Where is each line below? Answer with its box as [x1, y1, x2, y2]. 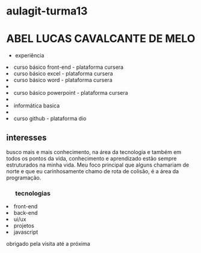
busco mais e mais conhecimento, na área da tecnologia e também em [6, 148, 182, 155]
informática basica [14, 102, 60, 109]
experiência [14, 52, 45, 59]
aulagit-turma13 [6, 4, 88, 18]
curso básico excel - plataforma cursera [14, 70, 113, 77]
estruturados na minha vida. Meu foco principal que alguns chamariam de [6, 161, 190, 168]
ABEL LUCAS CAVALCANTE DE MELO [6, 32, 196, 46]
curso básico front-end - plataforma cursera [14, 63, 124, 71]
